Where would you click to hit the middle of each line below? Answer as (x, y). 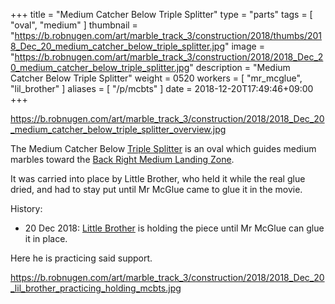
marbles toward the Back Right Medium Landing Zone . (122, 159)
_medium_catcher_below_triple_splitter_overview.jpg (118, 129)
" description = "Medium (240, 67)
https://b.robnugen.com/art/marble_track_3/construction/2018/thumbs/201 (168, 35)
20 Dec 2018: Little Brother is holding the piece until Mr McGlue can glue (174, 228)
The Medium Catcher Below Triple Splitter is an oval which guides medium (163, 148)
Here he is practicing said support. (81, 258)
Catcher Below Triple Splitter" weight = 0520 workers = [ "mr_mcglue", (156, 78)
